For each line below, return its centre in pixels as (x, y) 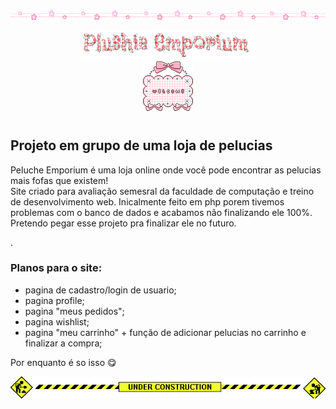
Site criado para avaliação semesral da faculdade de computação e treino (162, 191)
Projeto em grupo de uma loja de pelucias (141, 145)
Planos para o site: (56, 268)
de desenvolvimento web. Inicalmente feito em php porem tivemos (147, 201)
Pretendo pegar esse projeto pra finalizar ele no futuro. (123, 223)
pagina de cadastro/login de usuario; (100, 290)
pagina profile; (54, 300)
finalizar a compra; (63, 343)
